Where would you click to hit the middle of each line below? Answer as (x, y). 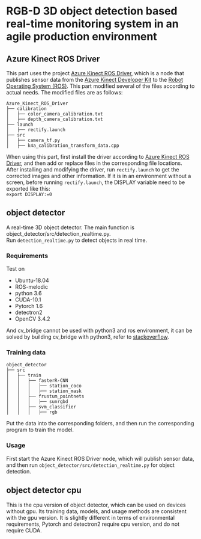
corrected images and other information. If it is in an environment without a (99, 176)
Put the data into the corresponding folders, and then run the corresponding (100, 423)
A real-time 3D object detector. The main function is (70, 227)
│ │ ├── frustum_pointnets (45, 396)
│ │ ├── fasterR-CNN (37, 381)
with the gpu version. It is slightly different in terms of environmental (91, 517)
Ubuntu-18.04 (32, 280)
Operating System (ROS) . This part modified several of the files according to (100, 86)
